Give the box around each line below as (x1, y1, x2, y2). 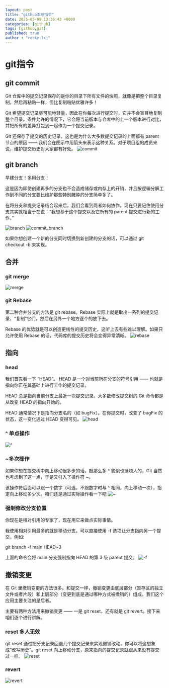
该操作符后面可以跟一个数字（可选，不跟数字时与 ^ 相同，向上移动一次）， (5, 484, 157, 490)
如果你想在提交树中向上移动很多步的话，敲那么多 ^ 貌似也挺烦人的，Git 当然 (5, 467, 162, 473)
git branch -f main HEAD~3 (5, 544, 62, 550)
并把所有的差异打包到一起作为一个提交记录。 (5, 122, 98, 128)
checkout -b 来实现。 (5, 241, 49, 247)
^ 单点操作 (5, 430, 30, 437)
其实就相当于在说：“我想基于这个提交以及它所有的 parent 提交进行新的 (9, 208, 155, 214)
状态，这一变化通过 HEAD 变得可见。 (5, 416, 82, 422)
